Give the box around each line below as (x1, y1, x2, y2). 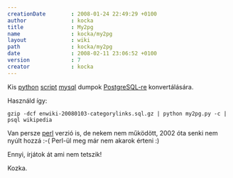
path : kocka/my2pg (7, 43, 113, 50)
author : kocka (7, 17, 94, 24)
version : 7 (7, 57, 81, 64)
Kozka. (7, 164, 28, 172)
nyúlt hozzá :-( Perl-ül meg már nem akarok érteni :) (7, 136, 160, 145)
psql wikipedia (7, 116, 53, 123)
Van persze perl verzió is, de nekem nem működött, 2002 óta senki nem (7, 128, 218, 137)
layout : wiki (7, 37, 91, 44)
